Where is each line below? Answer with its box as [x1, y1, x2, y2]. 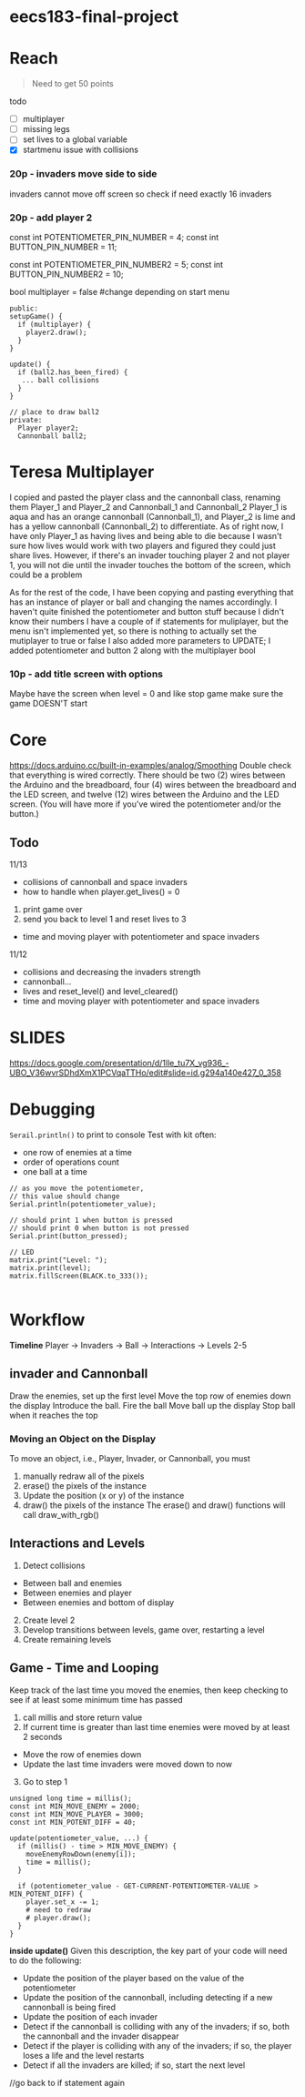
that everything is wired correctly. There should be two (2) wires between [9, 769, 286, 780]
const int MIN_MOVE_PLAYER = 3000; [9, 1809, 145, 1818]
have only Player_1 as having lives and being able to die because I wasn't [9, 530, 282, 541]
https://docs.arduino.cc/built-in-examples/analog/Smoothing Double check [9, 760, 292, 771]
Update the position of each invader [22, 2010, 158, 2022]
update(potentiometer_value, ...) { [9, 1833, 148, 1843]
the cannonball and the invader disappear [22, 2031, 179, 2041]
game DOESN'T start [9, 698, 88, 709]
